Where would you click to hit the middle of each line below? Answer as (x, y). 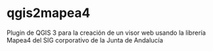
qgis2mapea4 (48, 13)
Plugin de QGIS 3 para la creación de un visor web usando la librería (106, 33)
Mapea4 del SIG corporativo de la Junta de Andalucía (85, 40)
